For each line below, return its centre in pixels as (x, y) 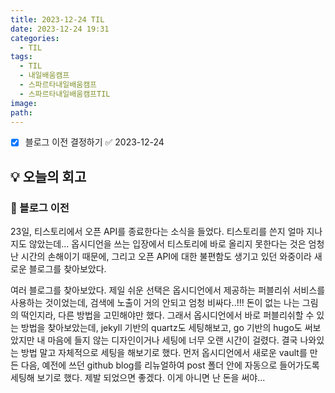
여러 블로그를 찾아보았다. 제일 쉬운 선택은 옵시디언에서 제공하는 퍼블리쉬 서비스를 (168, 290)
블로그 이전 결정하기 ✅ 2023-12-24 (94, 142)
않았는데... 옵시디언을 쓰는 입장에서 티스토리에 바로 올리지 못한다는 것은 (167, 244)
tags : (21, 57)
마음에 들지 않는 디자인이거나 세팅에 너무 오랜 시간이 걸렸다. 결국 (172, 340)
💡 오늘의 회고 (48, 176)
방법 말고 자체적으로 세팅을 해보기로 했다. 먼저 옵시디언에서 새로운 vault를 (164, 353)
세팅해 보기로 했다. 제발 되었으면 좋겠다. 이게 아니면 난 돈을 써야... (138, 378)
